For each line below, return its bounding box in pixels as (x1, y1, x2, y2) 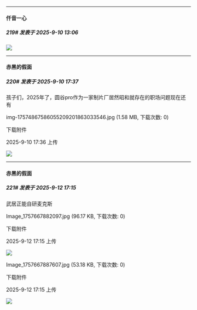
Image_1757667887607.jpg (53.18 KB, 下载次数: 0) (6, 261, 125, 268)
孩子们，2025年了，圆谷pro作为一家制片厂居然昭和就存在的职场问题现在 (6, 94, 181, 101)
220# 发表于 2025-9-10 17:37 (6, 77, 79, 85)
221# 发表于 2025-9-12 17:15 (6, 184, 76, 191)
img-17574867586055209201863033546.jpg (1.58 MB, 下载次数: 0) (6, 114, 169, 121)
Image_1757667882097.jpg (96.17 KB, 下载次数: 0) (6, 213, 125, 220)
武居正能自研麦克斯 (6, 200, 53, 207)
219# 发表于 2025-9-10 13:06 (6, 29, 79, 36)
